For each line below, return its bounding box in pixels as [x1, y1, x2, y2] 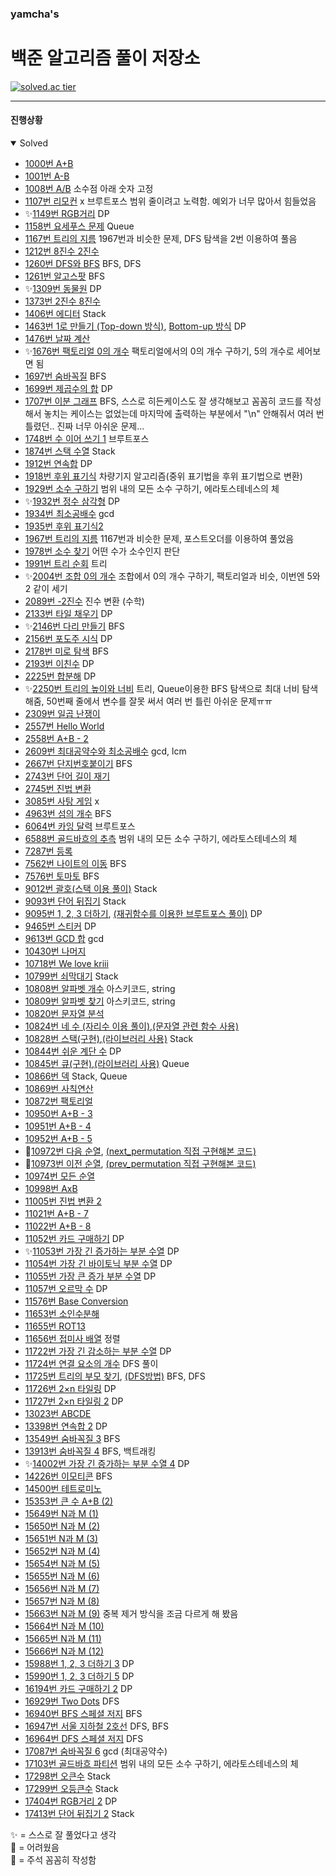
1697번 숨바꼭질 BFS [24, 370, 107, 382]
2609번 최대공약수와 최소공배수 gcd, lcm [24, 745, 187, 757]
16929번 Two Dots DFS [24, 1695, 120, 1707]
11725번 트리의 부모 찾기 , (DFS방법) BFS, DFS [24, 1370, 206, 1382]
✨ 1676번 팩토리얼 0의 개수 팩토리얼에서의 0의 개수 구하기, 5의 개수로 [24, 345, 295, 357]
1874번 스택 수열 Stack [24, 445, 116, 457]
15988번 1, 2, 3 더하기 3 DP [24, 1658, 135, 1670]
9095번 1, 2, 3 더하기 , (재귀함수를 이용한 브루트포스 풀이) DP [24, 908, 263, 920]
